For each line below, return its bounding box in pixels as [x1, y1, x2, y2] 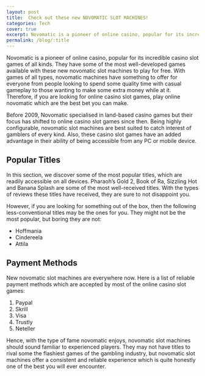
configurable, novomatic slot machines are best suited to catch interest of [6, 125, 192, 131]
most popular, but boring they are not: [6, 215, 102, 223]
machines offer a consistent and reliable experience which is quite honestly [6, 356, 196, 363]
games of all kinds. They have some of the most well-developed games [6, 60, 186, 68]
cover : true [6, 26, 37, 32]
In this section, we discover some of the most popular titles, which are [6, 171, 182, 178]
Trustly [15, 318, 33, 325]
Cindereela [15, 233, 43, 241]
